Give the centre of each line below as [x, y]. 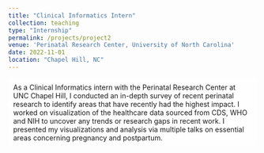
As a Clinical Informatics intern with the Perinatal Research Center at [124, 87]
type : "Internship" [40, 30]
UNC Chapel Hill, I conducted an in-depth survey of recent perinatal [124, 95]
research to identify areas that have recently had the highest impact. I [126, 104]
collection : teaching [44, 23]
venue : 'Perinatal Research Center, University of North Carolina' [122, 45]
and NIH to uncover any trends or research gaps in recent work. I [119, 120]
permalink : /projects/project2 [60, 38]
